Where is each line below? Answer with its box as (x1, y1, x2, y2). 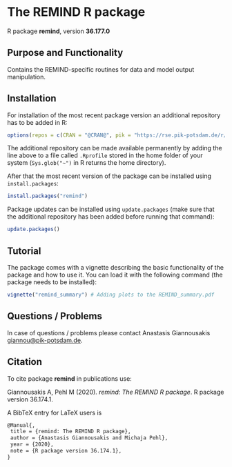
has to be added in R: (7, 118, 68, 126)
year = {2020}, (10, 441, 54, 448)
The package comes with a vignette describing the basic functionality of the (7, 264, 224, 271)
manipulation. (7, 72, 46, 81)
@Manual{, (7, 421, 36, 428)
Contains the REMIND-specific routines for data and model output (7, 65, 195, 73)
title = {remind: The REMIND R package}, (10, 428, 131, 435)
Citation (7, 356, 43, 368)
